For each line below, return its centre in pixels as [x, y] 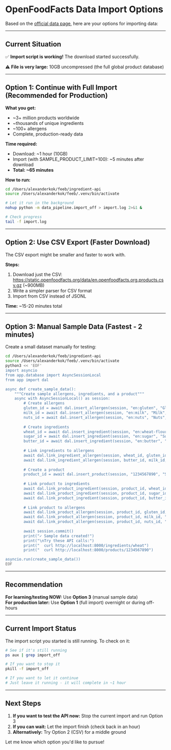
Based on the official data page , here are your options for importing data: [82, 23]
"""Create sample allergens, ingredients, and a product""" [79, 394]
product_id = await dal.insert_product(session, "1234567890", [92, 474]
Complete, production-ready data [48, 134]
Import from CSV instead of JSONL [49, 296]
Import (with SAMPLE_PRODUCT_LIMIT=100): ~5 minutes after [78, 159]
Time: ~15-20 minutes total [34, 306]
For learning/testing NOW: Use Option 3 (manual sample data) [72, 597]
